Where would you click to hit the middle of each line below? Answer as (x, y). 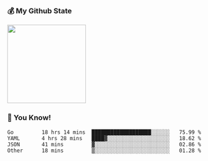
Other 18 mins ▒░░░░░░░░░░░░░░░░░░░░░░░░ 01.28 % (104, 151)
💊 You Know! (29, 118)
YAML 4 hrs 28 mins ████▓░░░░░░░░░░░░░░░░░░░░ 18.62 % (104, 138)
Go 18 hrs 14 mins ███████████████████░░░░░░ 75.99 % (104, 132)
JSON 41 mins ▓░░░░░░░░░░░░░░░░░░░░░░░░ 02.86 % (104, 144)
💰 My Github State (39, 10)
